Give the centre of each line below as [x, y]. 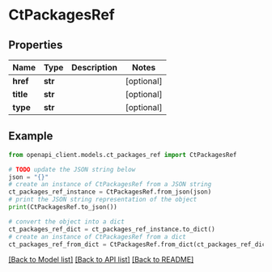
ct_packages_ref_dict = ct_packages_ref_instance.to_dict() [112, 229]
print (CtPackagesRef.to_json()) [63, 207]
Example [31, 136]
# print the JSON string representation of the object [103, 200]
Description [94, 68]
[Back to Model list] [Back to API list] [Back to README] [101, 260]
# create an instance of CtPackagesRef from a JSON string [110, 185]
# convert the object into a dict [67, 221]
